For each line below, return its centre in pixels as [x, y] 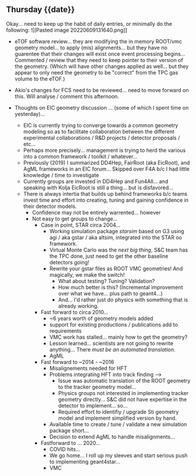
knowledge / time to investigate [61, 175]
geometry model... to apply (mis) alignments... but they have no [91, 47]
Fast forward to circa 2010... [75, 312]
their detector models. [50, 206]
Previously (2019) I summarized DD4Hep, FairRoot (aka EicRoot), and [106, 162]
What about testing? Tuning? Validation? [106, 281]
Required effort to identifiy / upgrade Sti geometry [118, 412]
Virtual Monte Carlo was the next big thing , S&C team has [119, 250]
